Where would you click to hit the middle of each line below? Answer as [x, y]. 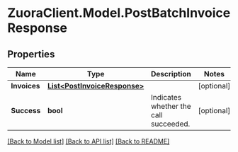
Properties [31, 54]
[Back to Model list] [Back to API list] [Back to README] [89, 141]
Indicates [166, 97]
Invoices [25, 86]
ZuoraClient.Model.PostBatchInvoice [119, 13]
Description [171, 74]
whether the [171, 106]
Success [26, 111]
